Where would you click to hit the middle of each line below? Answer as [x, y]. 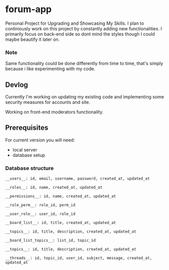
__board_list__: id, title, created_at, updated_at [61, 223]
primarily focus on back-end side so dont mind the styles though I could [80, 34]
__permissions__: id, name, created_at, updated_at [61, 196]
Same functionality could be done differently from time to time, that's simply [84, 64]
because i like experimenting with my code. [50, 69]
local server [25, 149]
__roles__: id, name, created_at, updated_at [54, 188]
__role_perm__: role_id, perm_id [40, 205]
